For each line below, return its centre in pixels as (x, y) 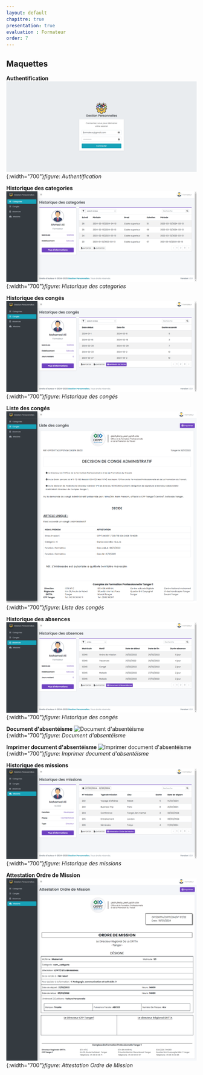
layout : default (27, 13)
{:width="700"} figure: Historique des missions (64, 864)
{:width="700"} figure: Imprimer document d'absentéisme (78, 754)
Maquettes (27, 64)
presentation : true (31, 25)
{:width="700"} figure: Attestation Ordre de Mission (70, 1065)
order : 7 (17, 38)
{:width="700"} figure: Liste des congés (55, 607)
